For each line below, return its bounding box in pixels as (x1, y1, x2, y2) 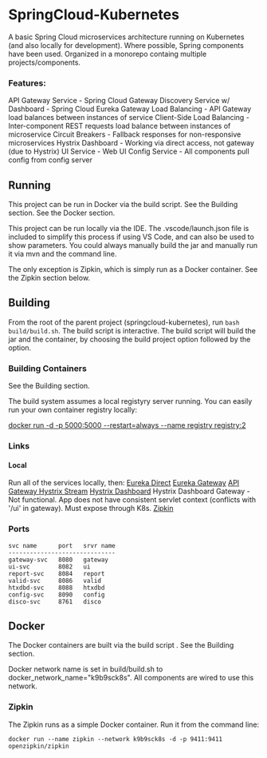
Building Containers (8, 362, 88, 373)
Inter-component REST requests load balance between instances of (8, 122, 231, 131)
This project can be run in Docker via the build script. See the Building (8, 200, 238, 209)
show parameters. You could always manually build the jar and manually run (8, 241, 258, 250)
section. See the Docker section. (8, 208, 116, 217)
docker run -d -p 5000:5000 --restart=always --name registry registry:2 (8, 421, 246, 430)
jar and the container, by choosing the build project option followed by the (8, 334, 251, 344)
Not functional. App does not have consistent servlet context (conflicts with (8, 495, 257, 505)
